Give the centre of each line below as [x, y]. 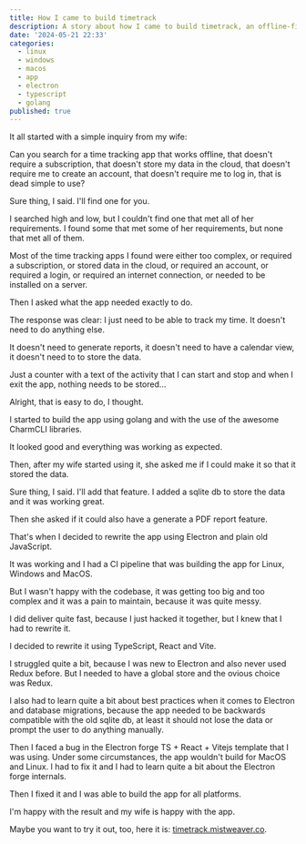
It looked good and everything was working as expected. [116, 447]
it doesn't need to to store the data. [76, 357]
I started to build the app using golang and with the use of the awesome [144, 420]
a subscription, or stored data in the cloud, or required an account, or [139, 266]
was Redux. [31, 683]
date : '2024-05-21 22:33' [58, 35]
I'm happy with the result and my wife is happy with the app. [122, 812]
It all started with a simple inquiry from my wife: [98, 137]
